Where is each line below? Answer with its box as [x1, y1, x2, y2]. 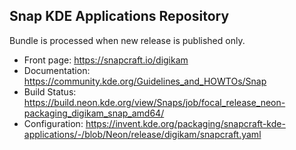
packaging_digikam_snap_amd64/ [23, 107, 165, 119]
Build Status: [23, 85, 77, 98]
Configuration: [23, 117, 84, 129]
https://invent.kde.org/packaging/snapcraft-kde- [85, 117, 286, 129]
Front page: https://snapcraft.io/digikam [23, 54, 189, 66]
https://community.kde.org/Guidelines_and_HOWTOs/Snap [23, 75, 267, 87]
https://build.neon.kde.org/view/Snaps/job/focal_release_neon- [23, 96, 286, 108]
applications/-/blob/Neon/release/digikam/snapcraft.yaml [23, 128, 262, 140]
